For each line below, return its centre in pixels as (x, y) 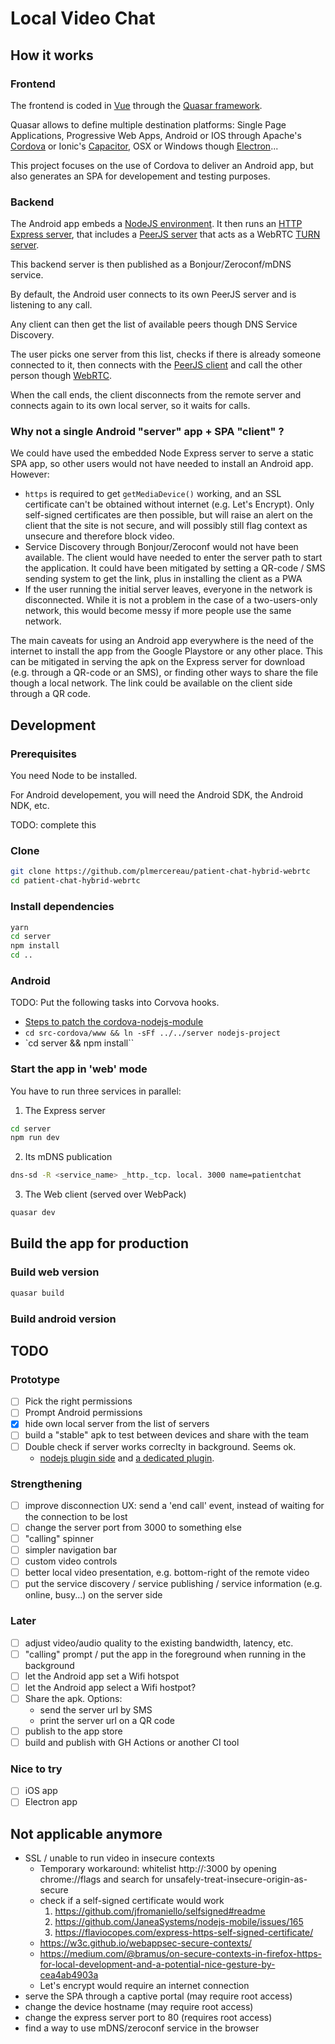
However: (30, 474)
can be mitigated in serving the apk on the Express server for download (158, 662)
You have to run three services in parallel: (96, 1091)
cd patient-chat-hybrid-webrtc (75, 881)
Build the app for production (99, 1243)
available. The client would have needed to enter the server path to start (173, 558)
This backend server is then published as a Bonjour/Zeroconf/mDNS (151, 264)
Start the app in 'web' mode (79, 1069)
